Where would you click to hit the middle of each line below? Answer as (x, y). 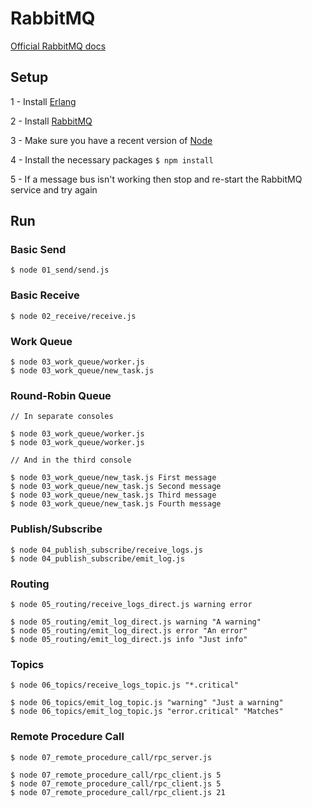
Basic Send (38, 250)
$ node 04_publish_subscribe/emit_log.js (98, 558)
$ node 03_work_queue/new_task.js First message (113, 478)
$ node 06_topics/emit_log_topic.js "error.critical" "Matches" (147, 712)
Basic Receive (45, 295)
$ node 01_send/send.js (60, 270)
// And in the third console (71, 460)
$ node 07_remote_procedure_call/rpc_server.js (111, 757)
